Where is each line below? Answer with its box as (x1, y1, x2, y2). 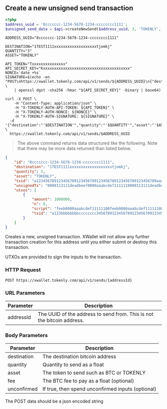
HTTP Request (5, 266, 41, 273)
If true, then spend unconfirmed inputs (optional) (42, 386, 157, 393)
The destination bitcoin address (42, 353, 116, 360)
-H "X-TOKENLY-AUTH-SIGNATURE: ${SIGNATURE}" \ (14, 114, 114, 119)
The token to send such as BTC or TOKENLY (42, 369, 146, 376)
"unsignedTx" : (14, 183, 43, 188)
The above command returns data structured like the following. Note (17, 140, 158, 146)
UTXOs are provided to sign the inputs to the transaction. (5, 254, 122, 260)
